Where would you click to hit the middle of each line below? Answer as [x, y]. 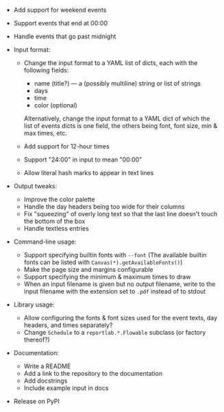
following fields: [46, 70]
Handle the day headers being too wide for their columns [104, 207]
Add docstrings [46, 381]
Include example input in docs [66, 388]
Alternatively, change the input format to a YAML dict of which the [117, 118]
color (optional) [55, 105]
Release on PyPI [36, 401]
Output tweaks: [35, 186]
